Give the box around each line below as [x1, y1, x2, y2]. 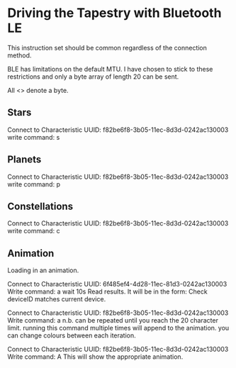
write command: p [7, 179, 60, 189]
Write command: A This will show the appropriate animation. [7, 352, 184, 361]
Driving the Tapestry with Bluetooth [7, 5, 222, 21]
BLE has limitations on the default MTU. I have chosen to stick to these [7, 65, 213, 73]
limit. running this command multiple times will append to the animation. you [7, 324, 230, 333]
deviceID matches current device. [7, 295, 106, 303]
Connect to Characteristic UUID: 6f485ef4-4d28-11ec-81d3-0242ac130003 [7, 280, 227, 289]
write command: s [7, 133, 60, 141]
